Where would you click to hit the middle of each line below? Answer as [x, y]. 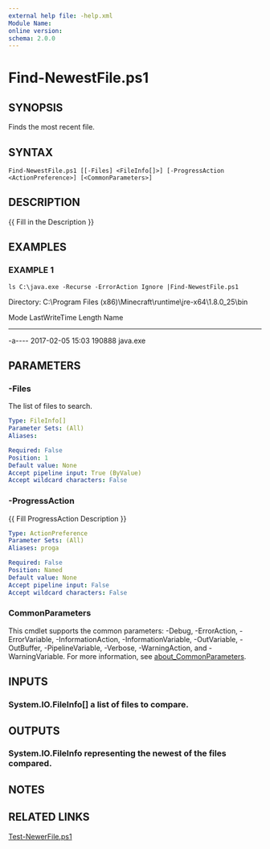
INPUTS [28, 682]
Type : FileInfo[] [37, 421]
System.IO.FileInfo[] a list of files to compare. [98, 705]
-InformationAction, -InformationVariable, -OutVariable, [147, 639]
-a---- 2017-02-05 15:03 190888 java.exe [77, 340]
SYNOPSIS [36, 107]
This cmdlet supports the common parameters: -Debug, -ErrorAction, [123, 631]
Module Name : [30, 23]
